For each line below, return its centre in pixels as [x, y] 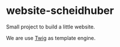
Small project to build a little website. [51, 27]
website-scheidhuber [60, 11]
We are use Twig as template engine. [51, 38]
